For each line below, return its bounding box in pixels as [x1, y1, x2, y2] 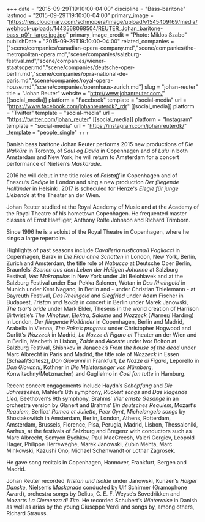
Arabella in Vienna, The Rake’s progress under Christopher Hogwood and [6, 324, 192, 332]
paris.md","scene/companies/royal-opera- [6, 76, 113, 84]
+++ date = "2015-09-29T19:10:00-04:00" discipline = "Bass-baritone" [6, 6, 186, 12]
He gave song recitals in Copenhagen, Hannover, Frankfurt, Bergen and [6, 459, 187, 466]
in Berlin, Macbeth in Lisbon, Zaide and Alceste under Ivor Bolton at [6, 338, 177, 345]
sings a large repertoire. [6, 235, 67, 242]
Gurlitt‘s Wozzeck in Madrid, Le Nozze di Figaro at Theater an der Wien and [6, 331, 197, 338]
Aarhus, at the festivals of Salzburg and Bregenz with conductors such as [6, 428, 192, 434]
